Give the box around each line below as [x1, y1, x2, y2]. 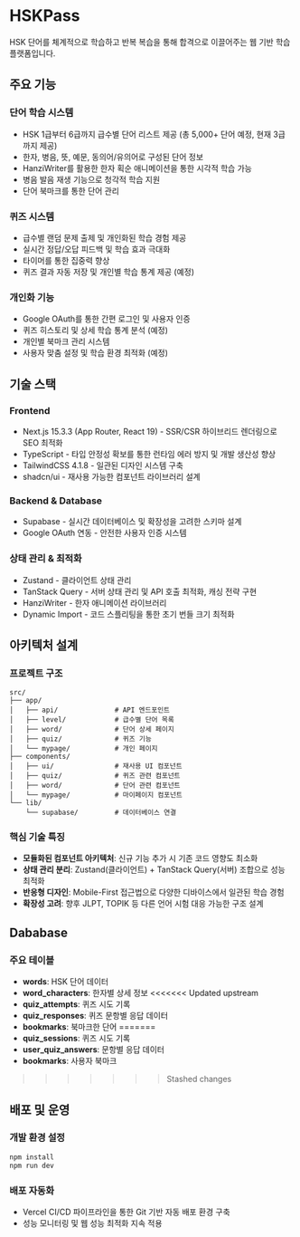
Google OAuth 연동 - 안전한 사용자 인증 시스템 [22, 527, 187, 539]
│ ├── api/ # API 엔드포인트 [9, 705, 170, 715]
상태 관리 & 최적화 [9, 552, 82, 565]
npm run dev [9, 1161, 54, 1170]
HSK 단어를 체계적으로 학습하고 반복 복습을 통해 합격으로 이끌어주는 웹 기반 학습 [9, 36, 291, 47]
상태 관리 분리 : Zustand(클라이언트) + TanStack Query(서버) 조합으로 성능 [22, 864, 286, 875]
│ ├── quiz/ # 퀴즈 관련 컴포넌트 [9, 772, 181, 781]
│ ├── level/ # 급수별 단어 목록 [9, 715, 174, 724]
